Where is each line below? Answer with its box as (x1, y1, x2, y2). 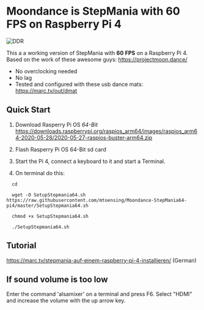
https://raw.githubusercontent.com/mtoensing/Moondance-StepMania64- (6, 197, 188, 203)
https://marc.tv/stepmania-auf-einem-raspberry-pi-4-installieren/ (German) (6, 256, 197, 264)
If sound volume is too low (6, 274, 108, 284)
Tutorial (6, 240, 37, 251)
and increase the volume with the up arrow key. (6, 297, 126, 305)
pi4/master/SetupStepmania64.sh (6, 203, 89, 209)
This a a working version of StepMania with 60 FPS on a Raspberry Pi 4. (6, 49, 188, 56)
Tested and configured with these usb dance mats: (15, 81, 144, 88)
